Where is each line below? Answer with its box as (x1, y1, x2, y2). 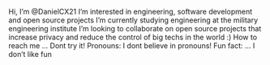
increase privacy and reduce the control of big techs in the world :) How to (8, 32, 258, 42)
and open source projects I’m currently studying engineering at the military (8, 15, 259, 25)
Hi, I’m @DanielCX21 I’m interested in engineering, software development (8, 7, 253, 16)
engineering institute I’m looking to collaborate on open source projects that (8, 24, 262, 33)
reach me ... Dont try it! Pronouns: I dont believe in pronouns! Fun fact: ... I (8, 41, 255, 51)
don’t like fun (8, 50, 53, 59)
